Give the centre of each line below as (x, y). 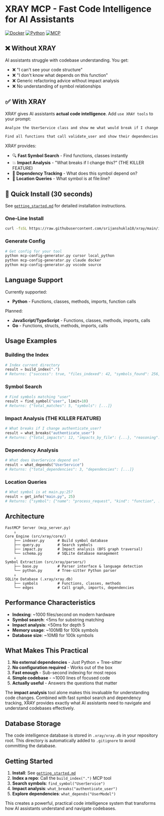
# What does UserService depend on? (42, 460)
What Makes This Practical (47, 650)
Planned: (14, 311)
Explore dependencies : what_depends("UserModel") (64, 793)
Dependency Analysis (32, 450)
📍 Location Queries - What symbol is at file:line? (61, 179)
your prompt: (18, 119)
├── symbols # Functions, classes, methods (67, 583)
